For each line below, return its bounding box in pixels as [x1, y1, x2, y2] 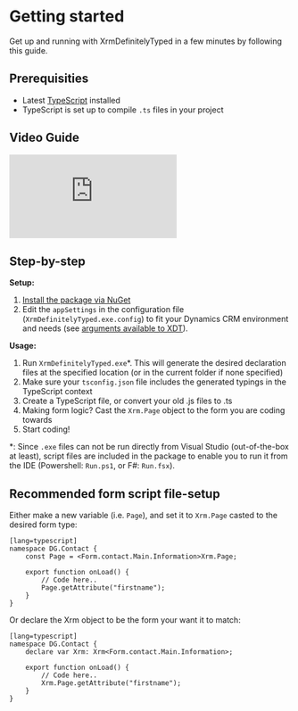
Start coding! [21, 424, 70, 434]
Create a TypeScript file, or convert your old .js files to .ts [21, 395, 233, 407]
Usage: [9, 341, 37, 351]
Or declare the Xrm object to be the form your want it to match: [9, 615, 241, 625]
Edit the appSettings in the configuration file [21, 304, 185, 315]
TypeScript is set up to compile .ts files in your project [21, 104, 224, 115]
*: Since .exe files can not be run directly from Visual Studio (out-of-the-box [9, 442, 290, 452]
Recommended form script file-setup [9, 486, 220, 501]
